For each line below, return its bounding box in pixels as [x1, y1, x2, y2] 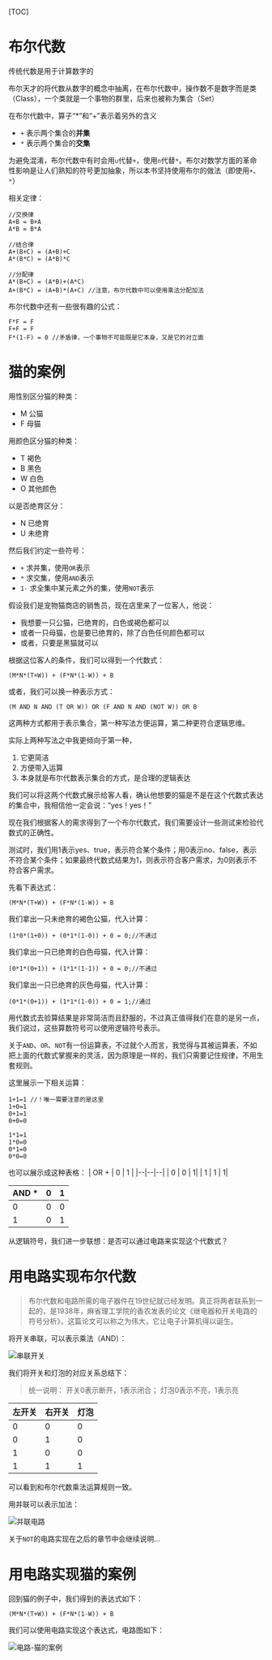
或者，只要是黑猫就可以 [19, 637, 99, 648]
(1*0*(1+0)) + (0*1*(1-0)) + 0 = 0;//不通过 [8, 931, 158, 940]
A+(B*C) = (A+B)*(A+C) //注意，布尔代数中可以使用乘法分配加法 [8, 286, 204, 295]
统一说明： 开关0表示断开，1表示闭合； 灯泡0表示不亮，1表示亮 [28, 1385, 239, 1395]
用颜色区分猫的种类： [8, 436, 79, 446]
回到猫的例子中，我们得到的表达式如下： [8, 1593, 143, 1603]
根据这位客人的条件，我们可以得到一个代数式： [8, 655, 164, 665]
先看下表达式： [8, 882, 58, 892]
